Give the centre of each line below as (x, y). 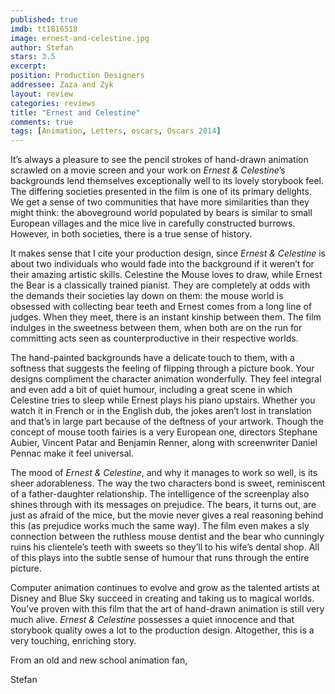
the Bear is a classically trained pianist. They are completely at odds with (160, 285)
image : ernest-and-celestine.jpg (80, 38)
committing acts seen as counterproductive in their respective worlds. (154, 338)
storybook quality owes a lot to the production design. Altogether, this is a (162, 630)
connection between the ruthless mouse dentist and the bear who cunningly (167, 537)
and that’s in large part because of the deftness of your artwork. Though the (167, 422)
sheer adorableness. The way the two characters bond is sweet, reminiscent (168, 483)
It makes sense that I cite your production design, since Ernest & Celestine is (168, 253)
